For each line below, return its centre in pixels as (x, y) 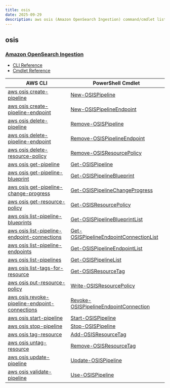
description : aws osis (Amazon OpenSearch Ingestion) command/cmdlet (80, 19)
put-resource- (48, 283)
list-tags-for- (47, 268)
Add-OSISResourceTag (98, 334)
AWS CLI (37, 83)
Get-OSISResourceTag (98, 271)
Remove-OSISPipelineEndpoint (108, 139)
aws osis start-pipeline (35, 318)
